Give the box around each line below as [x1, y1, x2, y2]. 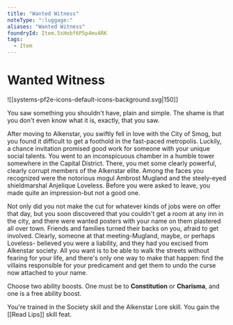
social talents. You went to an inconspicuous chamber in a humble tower [7, 151, 215, 160]
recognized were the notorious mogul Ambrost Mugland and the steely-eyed [7, 174, 227, 182]
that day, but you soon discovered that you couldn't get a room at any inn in [7, 209, 224, 217]
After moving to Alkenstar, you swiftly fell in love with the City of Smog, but [7, 129, 221, 137]
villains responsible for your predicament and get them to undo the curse [7, 261, 216, 269]
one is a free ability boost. [7, 289, 82, 297]
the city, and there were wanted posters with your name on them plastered [7, 217, 221, 225]
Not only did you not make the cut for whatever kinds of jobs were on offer [7, 202, 221, 210]
